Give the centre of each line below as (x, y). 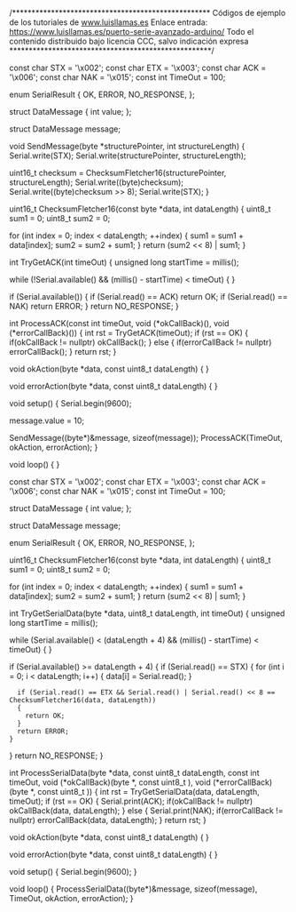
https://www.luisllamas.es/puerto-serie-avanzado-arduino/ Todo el (132, 32)
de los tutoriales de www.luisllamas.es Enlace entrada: (109, 22)
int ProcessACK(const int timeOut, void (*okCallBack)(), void (119, 323)
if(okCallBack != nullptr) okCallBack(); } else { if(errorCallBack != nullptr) (140, 342)
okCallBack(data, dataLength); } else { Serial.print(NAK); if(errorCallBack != (146, 811)
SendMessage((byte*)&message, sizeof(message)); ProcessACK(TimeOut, (146, 438)
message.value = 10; (47, 420)
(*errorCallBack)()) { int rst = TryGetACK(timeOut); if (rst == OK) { (129, 333)
